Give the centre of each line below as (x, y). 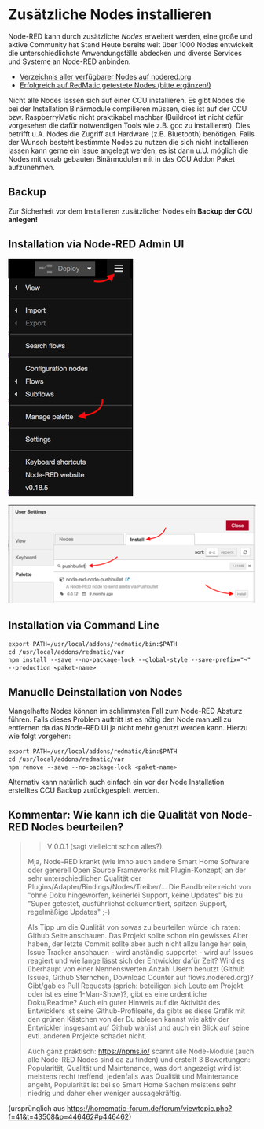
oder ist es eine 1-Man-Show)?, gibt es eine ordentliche (117, 993)
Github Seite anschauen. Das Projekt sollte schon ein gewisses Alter (138, 935)
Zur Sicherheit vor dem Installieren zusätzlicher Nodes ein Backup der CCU (130, 211)
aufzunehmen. (31, 167)
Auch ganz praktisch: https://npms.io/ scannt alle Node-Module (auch (141, 1051)
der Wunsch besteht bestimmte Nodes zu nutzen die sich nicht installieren (128, 142)
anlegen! (23, 219)
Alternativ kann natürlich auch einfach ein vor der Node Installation (116, 782)
